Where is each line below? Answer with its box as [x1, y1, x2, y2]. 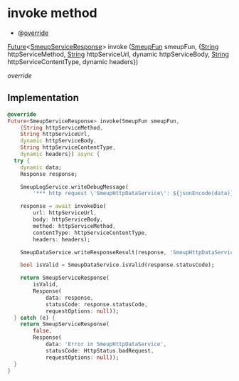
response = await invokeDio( [20, 203, 107, 210]
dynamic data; [20, 164, 62, 171]
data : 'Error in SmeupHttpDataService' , [45, 340, 167, 348]
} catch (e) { [14, 314, 55, 321]
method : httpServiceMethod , [33, 222, 116, 229]
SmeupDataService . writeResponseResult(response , [20, 249, 167, 256]
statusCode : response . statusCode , [45, 301, 148, 308]
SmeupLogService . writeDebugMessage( [20, 183, 129, 190]
